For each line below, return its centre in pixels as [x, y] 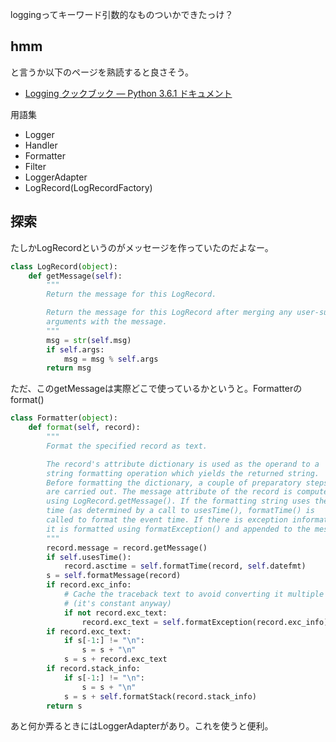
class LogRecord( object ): [64, 266]
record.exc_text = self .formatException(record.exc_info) [205, 622]
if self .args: [75, 349]
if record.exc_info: [89, 585]
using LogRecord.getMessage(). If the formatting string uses [178, 501]
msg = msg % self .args [111, 359]
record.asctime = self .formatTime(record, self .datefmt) [185, 566]
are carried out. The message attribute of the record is [169, 492]
